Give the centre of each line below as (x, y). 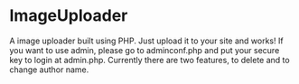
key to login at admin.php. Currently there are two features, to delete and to (150, 60)
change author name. (49, 70)
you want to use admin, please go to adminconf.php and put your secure (145, 50)
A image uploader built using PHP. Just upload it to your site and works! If (146, 41)
